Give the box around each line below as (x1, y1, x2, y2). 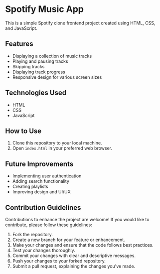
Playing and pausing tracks (12, 58, 68, 64)
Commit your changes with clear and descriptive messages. (12, 253, 136, 259)
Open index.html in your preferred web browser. (12, 145, 113, 151)
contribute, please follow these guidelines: (5, 222, 92, 228)
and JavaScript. (5, 25, 37, 31)
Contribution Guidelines (5, 203, 81, 212)
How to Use (5, 127, 42, 135)
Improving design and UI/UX (12, 189, 71, 195)
